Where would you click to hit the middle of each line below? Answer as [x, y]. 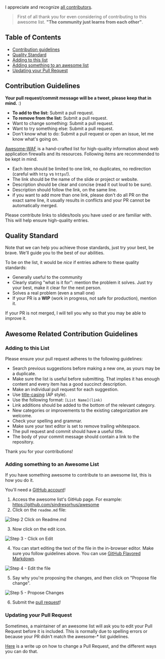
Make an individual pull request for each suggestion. [66, 390]
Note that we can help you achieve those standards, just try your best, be [80, 248]
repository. [23, 442]
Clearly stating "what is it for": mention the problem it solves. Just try [82, 283]
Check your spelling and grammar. [47, 421]
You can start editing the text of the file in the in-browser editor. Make [83, 548]
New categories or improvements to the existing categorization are [80, 410]
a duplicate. [24, 374]
